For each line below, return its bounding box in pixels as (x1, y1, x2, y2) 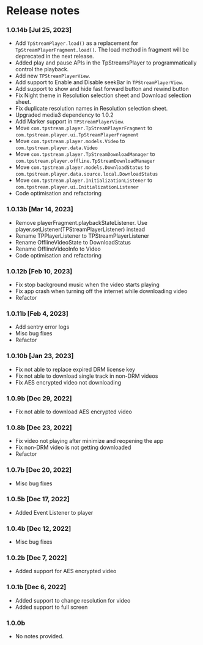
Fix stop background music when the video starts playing (15, 281, 160, 289)
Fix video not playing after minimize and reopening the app (15, 437, 164, 445)
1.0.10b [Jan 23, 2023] (6, 351, 74, 360)
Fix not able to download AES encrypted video (15, 408, 133, 415)
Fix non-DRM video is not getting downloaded (15, 444, 131, 451)
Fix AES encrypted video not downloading (15, 378, 122, 386)
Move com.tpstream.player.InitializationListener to (15, 176, 153, 184)
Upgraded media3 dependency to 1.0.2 (15, 111, 114, 119)
